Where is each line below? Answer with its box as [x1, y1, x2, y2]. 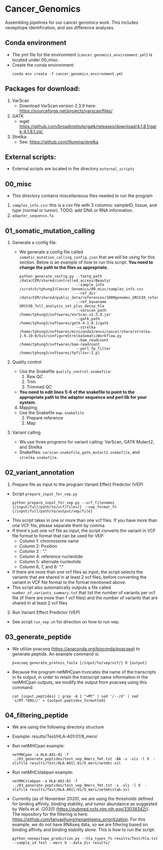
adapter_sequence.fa [12, 213, 54, 218]
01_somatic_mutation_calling [5, 227, 95, 235]
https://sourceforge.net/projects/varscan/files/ [19, 108, 113, 114]
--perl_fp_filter [76, 346, 111, 351]
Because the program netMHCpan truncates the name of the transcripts [12, 669, 156, 674]
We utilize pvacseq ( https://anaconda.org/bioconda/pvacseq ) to [12, 646, 140, 652]
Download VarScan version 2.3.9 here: [19, 103, 97, 108]
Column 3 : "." [19, 548, 47, 554]
